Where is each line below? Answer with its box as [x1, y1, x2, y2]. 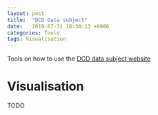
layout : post [7, 10, 45, 17]
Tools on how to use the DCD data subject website [7, 54, 151, 63]
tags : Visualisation [7, 36, 67, 43]
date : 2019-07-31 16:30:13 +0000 [7, 23, 110, 30]
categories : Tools [7, 29, 60, 36]
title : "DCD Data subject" [7, 17, 88, 23]
